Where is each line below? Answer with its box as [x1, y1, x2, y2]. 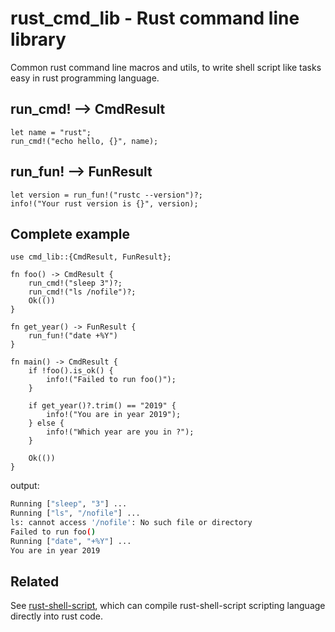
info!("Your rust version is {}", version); [10, 198, 199, 209]
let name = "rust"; [10, 127, 92, 137]
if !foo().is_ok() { [28, 366, 114, 376]
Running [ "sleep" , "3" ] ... [10, 499, 128, 509]
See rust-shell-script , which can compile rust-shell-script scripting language [10, 600, 326, 612]
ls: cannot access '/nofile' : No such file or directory [10, 518, 253, 528]
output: [10, 480, 40, 492]
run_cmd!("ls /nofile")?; [28, 287, 137, 297]
